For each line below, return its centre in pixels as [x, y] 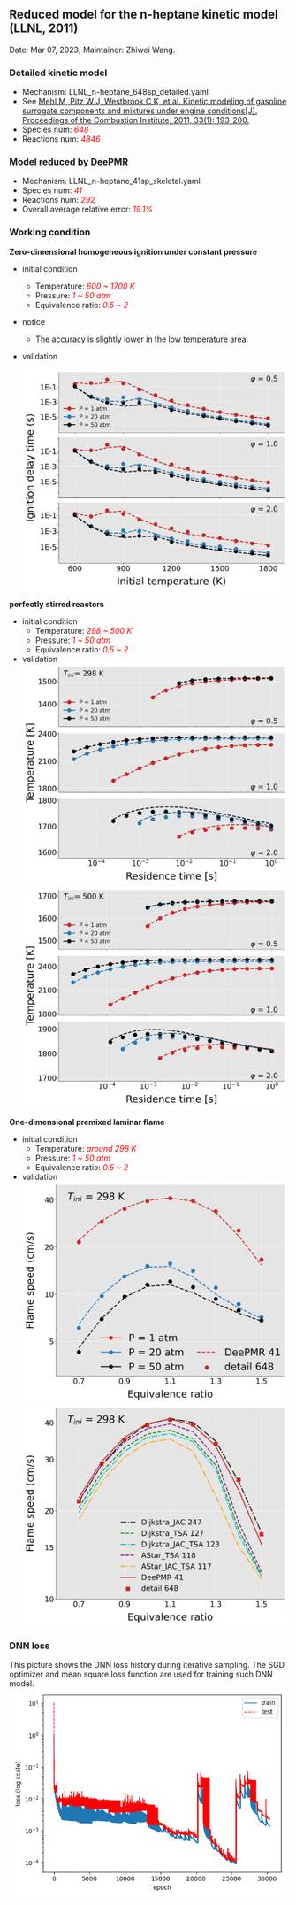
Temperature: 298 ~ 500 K [83, 630]
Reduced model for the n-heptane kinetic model [144, 15]
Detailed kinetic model [58, 73]
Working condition [50, 232]
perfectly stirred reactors [57, 604]
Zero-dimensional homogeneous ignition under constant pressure [133, 251]
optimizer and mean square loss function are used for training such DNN [141, 1674]
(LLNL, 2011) [44, 29]
